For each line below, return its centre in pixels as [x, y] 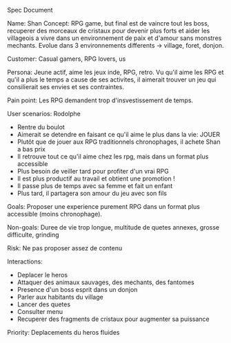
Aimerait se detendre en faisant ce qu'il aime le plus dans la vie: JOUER [119, 135]
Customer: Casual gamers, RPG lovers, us [67, 59]
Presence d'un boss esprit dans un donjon [77, 289]
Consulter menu [40, 312]
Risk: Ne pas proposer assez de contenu [65, 248]
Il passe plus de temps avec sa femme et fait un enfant [95, 186]
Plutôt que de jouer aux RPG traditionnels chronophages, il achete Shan [119, 142]
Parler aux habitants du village [60, 297]
